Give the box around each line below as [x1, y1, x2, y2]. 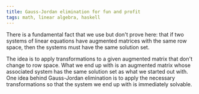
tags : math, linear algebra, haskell [6, 14, 101, 20]
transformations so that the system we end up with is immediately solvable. [6, 80, 192, 87]
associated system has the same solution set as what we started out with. [6, 68, 189, 75]
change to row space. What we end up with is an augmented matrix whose [6, 61, 191, 69]
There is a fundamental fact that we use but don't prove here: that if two [6, 31, 184, 38]
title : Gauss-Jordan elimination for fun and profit [6, 8, 141, 15]
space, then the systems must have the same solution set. [6, 43, 150, 51]
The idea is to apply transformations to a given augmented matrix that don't [6, 55, 193, 62]
